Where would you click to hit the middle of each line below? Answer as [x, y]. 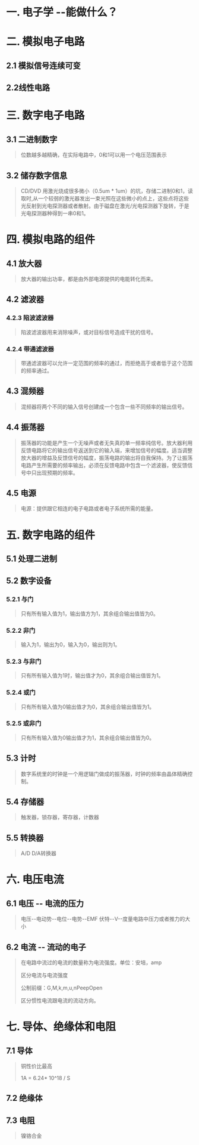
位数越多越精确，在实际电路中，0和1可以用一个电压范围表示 [94, 155]
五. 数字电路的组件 [51, 535]
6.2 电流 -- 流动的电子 [46, 947]
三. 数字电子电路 [45, 115]
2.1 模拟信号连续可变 [44, 65]
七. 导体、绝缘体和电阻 [61, 1027]
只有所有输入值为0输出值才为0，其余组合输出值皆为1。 [88, 707]
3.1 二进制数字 [32, 139]
